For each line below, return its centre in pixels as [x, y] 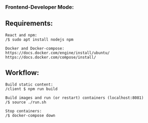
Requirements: [29, 24]
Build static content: [29, 85]
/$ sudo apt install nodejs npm [39, 39]
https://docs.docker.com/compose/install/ [51, 57]
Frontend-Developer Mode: [40, 7]
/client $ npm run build [31, 89]
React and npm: [21, 35]
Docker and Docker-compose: [35, 48]
